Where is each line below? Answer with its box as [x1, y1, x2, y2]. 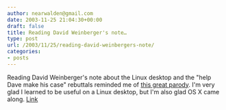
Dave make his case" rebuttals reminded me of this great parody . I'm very [7, 80, 215, 89]
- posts [7, 55, 29, 61]
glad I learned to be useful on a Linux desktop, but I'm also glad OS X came [7, 87, 220, 96]
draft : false [7, 23, 45, 29]
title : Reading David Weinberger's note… [7, 29, 127, 36]
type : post [7, 36, 38, 42]
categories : [7, 49, 41, 55]
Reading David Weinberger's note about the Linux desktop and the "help [7, 73, 212, 81]
